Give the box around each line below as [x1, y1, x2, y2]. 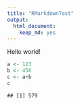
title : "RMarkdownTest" [7, 10, 75, 17]
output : [7, 16, 29, 23]
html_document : [13, 22, 56, 29]
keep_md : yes [19, 29, 56, 36]
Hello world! [7, 48, 41, 56]
